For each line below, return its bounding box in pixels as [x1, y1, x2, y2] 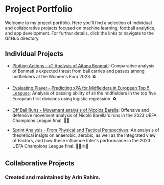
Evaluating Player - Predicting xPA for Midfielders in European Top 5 [12, 85, 150, 91]
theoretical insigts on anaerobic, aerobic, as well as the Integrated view [12, 132, 156, 138]
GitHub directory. [5, 35, 40, 41]
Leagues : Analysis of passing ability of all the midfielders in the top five [12, 90, 156, 96]
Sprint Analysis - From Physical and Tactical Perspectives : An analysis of [12, 127, 160, 133]
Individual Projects [5, 50, 64, 58]
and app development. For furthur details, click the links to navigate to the [5, 30, 154, 36]
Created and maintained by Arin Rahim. [5, 174, 100, 181]
